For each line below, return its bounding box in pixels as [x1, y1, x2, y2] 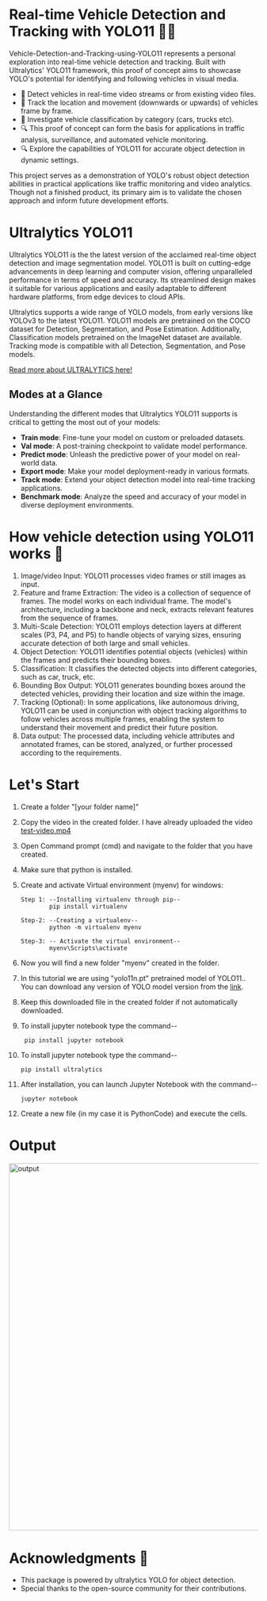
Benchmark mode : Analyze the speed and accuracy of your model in [20, 492, 247, 501]
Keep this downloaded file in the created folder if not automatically [20, 997, 238, 1006]
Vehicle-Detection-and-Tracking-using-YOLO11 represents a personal [9, 48, 236, 58]
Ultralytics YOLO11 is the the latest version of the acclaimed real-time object [9, 250, 257, 259]
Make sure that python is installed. [20, 864, 133, 874]
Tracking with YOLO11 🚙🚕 [9, 22, 177, 40]
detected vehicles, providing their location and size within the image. [20, 688, 245, 699]
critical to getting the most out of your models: [9, 417, 161, 427]
